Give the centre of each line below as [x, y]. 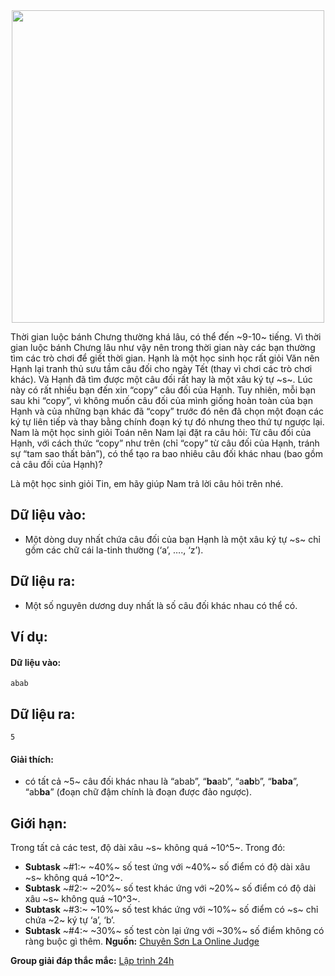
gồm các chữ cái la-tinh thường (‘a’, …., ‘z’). [114, 550]
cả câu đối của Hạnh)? [56, 464]
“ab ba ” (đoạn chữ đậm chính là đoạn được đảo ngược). [138, 792]
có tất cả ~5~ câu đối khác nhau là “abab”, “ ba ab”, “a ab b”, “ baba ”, [161, 781]
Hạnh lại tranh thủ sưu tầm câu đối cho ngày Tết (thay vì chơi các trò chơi [161, 368]
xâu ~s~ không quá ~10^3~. [82, 899]
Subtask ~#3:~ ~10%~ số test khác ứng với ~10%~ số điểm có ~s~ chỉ [171, 910]
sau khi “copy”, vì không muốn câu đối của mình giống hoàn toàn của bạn [161, 400]
